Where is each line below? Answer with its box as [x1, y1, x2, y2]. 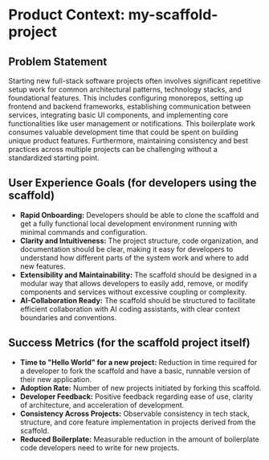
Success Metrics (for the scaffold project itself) [8, 336, 251, 350]
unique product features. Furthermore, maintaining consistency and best [8, 136, 249, 146]
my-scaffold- [128, 6, 218, 24]
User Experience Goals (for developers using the [8, 176, 257, 190]
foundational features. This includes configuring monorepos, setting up [8, 93, 244, 102]
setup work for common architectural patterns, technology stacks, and [8, 84, 243, 94]
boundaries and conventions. [19, 312, 117, 322]
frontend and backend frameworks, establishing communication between [8, 102, 251, 111]
